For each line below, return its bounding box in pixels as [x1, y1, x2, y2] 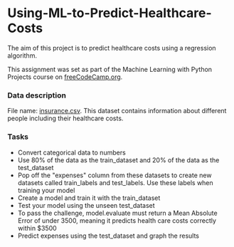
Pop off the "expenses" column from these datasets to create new [17, 171, 212, 179]
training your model [17, 186, 75, 194]
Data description [7, 90, 66, 100]
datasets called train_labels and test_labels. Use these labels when [17, 178, 213, 186]
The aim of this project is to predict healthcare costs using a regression [7, 43, 216, 52]
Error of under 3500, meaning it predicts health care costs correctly [17, 216, 217, 225]
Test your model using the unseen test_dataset [17, 201, 155, 209]
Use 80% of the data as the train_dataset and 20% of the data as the [17, 155, 220, 164]
